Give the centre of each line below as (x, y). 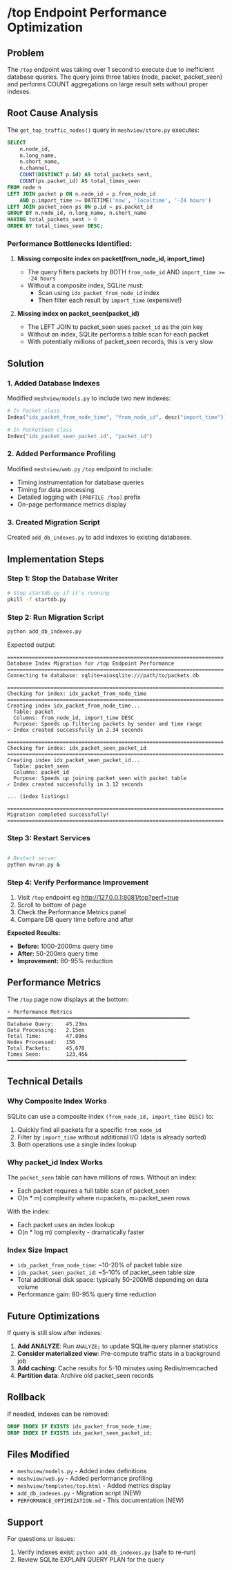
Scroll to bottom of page (52, 905)
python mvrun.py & (33, 864)
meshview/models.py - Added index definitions (82, 1471)
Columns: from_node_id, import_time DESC (74, 718)
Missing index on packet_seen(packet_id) (78, 314)
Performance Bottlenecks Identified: (70, 243)
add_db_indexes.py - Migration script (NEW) (79, 1493)
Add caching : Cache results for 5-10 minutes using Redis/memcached (117, 1368)
